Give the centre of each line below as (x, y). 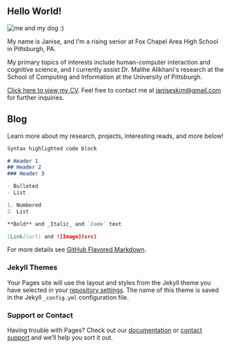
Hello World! (34, 11)
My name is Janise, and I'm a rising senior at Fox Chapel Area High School (113, 41)
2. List (18, 211)
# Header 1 (23, 161)
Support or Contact (40, 315)
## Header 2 (24, 167)
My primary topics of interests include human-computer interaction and (109, 62)
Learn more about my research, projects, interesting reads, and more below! (115, 136)
